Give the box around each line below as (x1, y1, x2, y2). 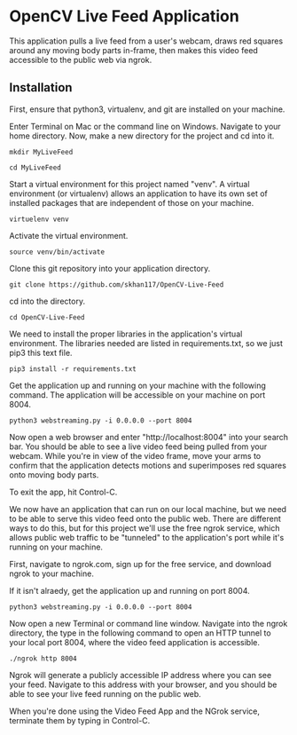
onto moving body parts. (9, 469, 99, 480)
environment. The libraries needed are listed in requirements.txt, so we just (9, 337, 284, 348)
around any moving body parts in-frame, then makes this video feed (9, 44, 259, 55)
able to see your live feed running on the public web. (9, 688, 201, 699)
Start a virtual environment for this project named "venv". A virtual (9, 178, 250, 189)
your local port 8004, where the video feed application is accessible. (9, 636, 260, 647)
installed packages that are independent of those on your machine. (9, 197, 254, 208)
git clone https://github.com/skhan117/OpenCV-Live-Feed (9, 280, 224, 289)
